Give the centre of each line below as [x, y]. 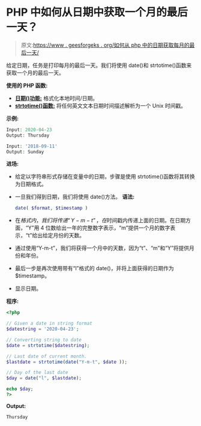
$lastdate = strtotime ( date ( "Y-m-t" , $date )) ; [67, 362]
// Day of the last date [37, 373]
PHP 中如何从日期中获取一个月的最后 [97, 12]
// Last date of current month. [46, 356]
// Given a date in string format [49, 324]
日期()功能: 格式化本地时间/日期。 [56, 98]
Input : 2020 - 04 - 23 [29, 129]
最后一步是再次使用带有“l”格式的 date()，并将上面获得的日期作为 [94, 268]
